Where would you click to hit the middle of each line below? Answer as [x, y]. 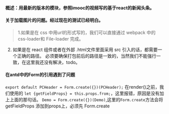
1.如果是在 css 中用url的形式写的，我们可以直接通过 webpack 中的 [87, 32]
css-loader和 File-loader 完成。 [50, 39]
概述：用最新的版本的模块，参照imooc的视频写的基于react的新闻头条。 [80, 8]
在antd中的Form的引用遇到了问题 [40, 75]
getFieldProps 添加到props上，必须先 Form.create [58, 106]
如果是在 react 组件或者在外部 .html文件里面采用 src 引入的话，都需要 [85, 49]
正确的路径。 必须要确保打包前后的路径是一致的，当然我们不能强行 [87, 56]
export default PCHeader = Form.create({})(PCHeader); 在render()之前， [82, 87]
